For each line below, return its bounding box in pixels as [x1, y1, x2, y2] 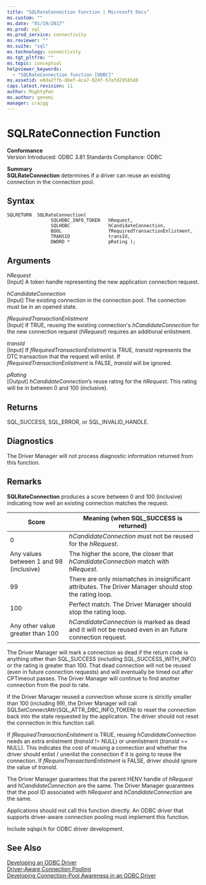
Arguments [7, 255, 51, 266]
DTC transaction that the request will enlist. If [7, 353, 121, 360]
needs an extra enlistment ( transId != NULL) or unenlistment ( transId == [7, 737, 188, 745]
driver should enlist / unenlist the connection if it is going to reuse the [7, 750, 182, 758]
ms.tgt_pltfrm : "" [7, 55, 54, 61]
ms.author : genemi [7, 94, 54, 100]
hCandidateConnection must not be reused [68, 532, 193, 540]
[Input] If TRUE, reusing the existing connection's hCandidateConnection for [7, 322, 199, 329]
